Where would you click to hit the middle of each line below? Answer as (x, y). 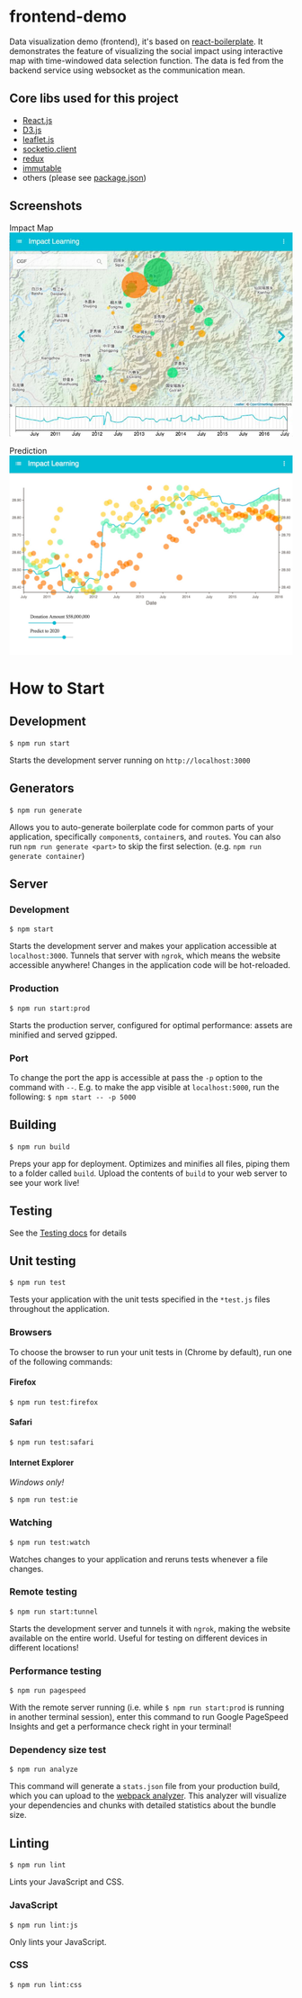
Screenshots (46, 206)
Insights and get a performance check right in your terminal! (120, 1727)
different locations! (44, 1647)
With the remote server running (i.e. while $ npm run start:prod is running (147, 1707)
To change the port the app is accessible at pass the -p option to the (136, 1077)
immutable (42, 167)
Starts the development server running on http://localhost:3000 (130, 760)
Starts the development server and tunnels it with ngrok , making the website (150, 1628)
